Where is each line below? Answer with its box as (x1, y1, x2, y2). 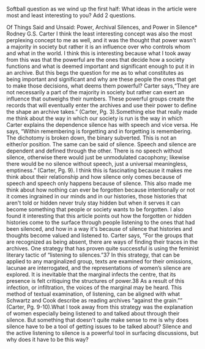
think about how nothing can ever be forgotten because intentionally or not (6, 186, 195, 193)
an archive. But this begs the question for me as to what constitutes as (6, 69, 184, 76)
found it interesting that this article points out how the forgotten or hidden (6, 212, 192, 219)
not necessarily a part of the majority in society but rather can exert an (6, 89, 185, 96)
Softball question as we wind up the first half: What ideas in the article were (6, 6, 197, 12)
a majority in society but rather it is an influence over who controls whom (6, 43, 191, 50)
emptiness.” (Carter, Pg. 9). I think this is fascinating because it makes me (6, 167, 192, 174)
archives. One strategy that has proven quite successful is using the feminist (6, 245, 199, 252)
